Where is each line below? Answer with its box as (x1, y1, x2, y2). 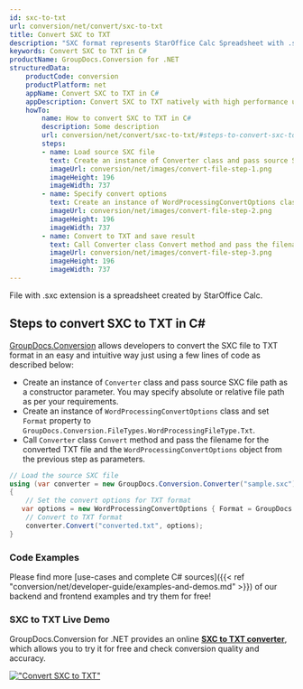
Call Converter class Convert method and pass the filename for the (22, 434, 270, 445)
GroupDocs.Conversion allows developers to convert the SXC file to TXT (9, 340, 278, 350)
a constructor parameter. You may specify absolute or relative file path (22, 386, 285, 397)
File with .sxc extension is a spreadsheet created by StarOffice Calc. (9, 290, 263, 301)
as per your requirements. (22, 396, 119, 406)
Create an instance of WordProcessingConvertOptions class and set (22, 405, 270, 416)
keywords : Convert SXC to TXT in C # (9, 47, 147, 56)
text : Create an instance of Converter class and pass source (49, 155, 289, 165)
